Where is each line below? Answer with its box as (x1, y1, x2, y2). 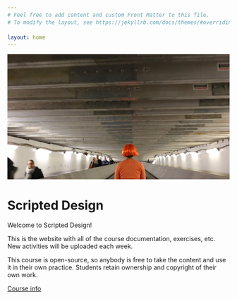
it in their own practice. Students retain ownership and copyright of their (7, 263, 217, 271)
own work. (7, 270, 38, 279)
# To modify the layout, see (7, 18, 93, 26)
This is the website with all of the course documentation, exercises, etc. (7, 234, 216, 243)
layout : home (7, 34, 46, 41)
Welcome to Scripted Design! (7, 221, 92, 229)
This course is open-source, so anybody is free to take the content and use (7, 255, 226, 264)
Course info (7, 284, 42, 293)
